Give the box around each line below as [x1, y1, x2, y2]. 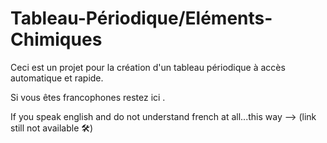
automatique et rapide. [10, 72, 104, 84]
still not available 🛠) [10, 122, 94, 134]
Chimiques [10, 28, 103, 51]
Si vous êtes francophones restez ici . [10, 91, 166, 103]
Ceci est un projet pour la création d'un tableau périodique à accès [10, 61, 286, 73]
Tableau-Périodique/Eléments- [10, 7, 273, 30]
